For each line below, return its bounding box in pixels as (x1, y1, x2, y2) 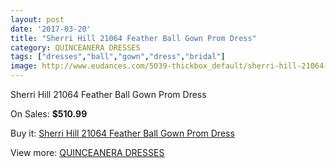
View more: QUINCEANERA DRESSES (10, 147, 165, 158)
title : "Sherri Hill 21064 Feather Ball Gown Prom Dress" (10, 33, 257, 43)
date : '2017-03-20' (10, 24, 92, 34)
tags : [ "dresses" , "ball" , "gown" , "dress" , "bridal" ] (10, 52, 226, 62)
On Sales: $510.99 (10, 108, 88, 120)
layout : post (10, 14, 65, 25)
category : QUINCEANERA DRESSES (10, 42, 141, 53)
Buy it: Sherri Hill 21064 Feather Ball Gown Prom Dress (10, 127, 235, 139)
